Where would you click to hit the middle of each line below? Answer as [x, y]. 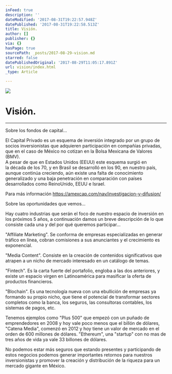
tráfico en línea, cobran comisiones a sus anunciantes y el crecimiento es [83, 240]
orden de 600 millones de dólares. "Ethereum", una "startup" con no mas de [86, 334]
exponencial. [19, 245]
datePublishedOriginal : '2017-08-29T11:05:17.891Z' [61, 63]
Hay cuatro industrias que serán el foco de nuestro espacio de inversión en [84, 214]
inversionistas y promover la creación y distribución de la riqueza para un [83, 360]
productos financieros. [29, 281]
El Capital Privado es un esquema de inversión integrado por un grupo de [83, 140]
